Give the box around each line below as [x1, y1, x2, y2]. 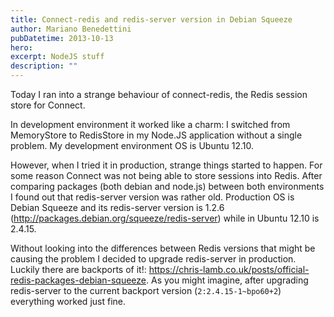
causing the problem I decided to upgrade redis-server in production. [10, 253, 297, 265]
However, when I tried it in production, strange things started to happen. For [10, 159, 323, 171]
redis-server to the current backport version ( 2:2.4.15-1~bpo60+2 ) [10, 285, 282, 296]
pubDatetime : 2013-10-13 [10, 33, 114, 43]
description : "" [10, 61, 78, 71]
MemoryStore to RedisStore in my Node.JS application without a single [10, 129, 303, 141]
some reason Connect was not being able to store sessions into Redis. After [10, 170, 323, 181]
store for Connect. [10, 99, 86, 111]
